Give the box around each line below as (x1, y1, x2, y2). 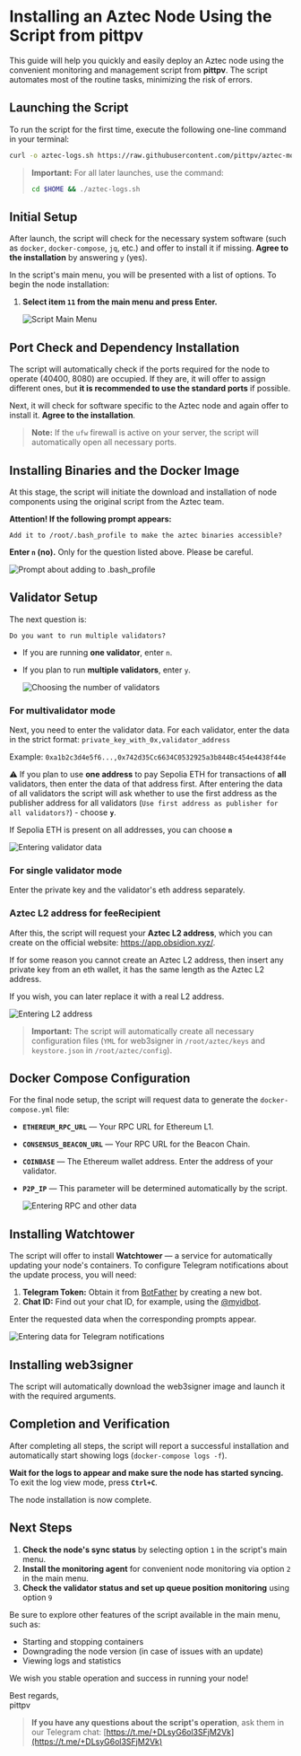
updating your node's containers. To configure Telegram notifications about (9, 1260, 288, 1271)
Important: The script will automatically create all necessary (30, 1025, 254, 1036)
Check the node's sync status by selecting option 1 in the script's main (21, 1544, 288, 1555)
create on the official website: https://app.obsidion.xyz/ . (9, 936, 216, 948)
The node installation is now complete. (9, 1494, 152, 1505)
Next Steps (9, 1520, 73, 1536)
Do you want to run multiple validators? (9, 631, 167, 640)
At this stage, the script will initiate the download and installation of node (9, 487, 278, 497)
